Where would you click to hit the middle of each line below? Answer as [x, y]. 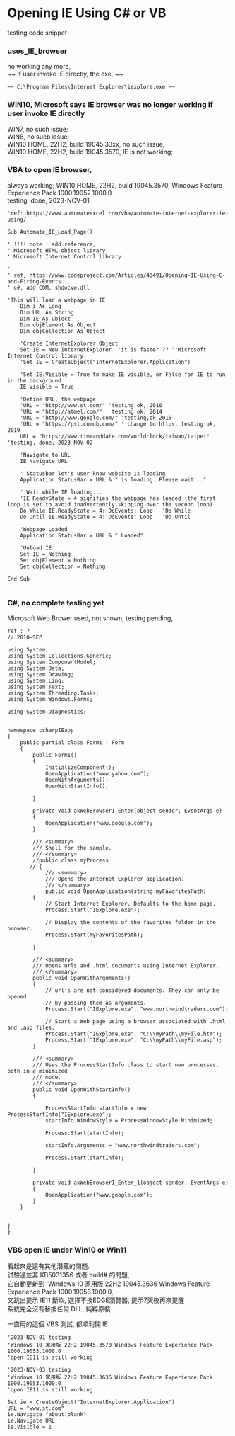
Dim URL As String [47, 312]
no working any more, [39, 67]
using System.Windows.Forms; [50, 700]
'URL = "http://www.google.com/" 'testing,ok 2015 [96, 418]
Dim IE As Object [46, 319]
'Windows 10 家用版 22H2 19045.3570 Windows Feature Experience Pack [110, 1345]
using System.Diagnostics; [47, 712]
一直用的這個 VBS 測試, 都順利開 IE [58, 1324]
